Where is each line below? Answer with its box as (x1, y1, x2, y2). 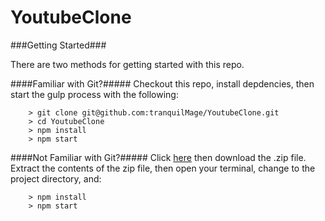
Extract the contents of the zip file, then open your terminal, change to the (10, 162, 316, 174)
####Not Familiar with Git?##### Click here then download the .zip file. (10, 151, 307, 163)
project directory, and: (10, 172, 102, 185)
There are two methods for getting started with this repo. (10, 58, 245, 70)
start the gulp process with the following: (10, 88, 179, 100)
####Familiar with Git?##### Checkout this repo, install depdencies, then (10, 77, 315, 90)
